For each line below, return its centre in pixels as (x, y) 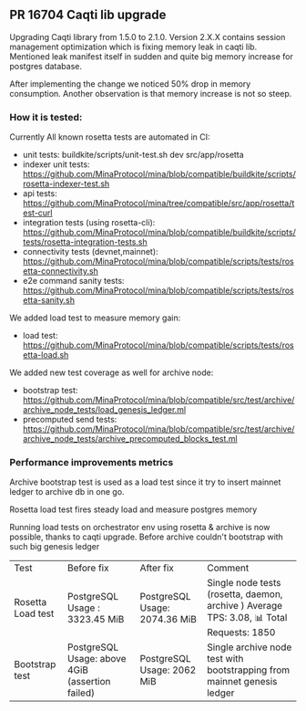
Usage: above (97, 659)
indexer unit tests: (56, 164)
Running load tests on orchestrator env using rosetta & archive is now (140, 528)
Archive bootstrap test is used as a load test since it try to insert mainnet (145, 482)
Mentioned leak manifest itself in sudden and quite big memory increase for (151, 56)
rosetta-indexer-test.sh (66, 184)
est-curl (37, 213)
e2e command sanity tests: (73, 281)
